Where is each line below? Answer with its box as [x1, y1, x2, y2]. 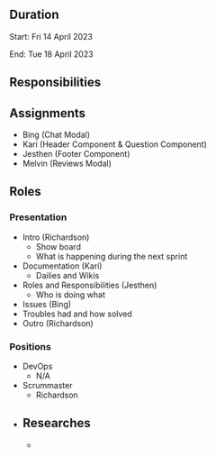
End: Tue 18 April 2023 [9, 49, 94, 59]
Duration [9, 7, 60, 23]
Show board [35, 241, 81, 251]
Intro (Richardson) [22, 232, 90, 242]
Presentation [9, 211, 67, 224]
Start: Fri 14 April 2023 [9, 31, 93, 41]
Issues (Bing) [22, 298, 72, 309]
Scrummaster [22, 380, 73, 390]
